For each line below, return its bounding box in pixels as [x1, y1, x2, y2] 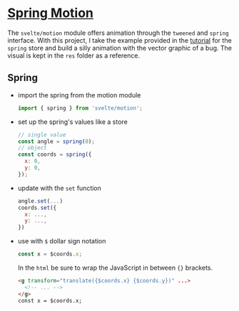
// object [17, 144, 48, 152]
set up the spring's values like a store [17, 117, 128, 126]
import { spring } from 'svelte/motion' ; [17, 105, 143, 112]
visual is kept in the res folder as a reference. [7, 51, 141, 60]
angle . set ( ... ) [17, 197, 63, 204]
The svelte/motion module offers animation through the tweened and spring [7, 28, 230, 37]
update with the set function [17, 184, 102, 192]
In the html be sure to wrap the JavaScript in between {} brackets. [17, 263, 213, 272]
